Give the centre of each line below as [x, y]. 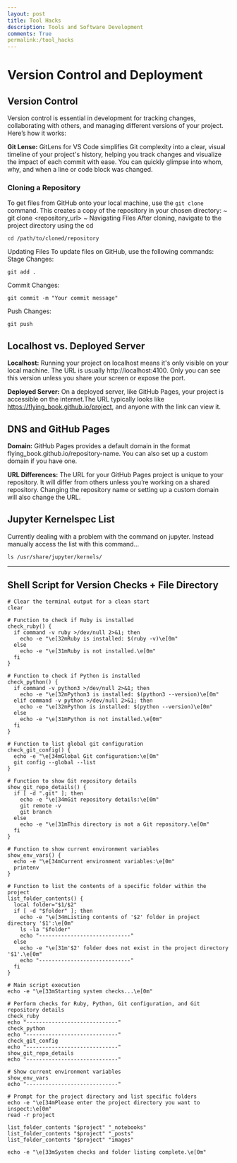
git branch [36, 812]
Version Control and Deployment [105, 75]
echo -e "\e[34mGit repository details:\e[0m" [90, 800]
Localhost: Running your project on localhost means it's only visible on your [118, 363]
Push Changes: [29, 311]
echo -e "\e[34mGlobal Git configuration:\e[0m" [86, 756]
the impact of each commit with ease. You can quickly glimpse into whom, [115, 162]
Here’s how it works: [37, 133]
